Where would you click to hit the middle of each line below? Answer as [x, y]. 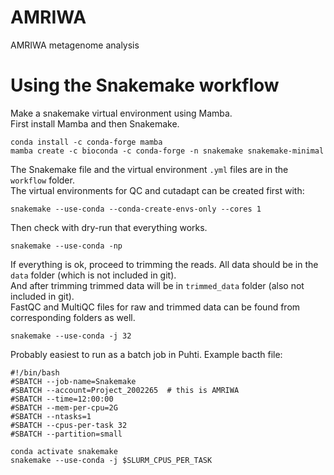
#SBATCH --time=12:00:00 [62, 399]
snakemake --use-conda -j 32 [71, 336]
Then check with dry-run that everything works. [109, 227]
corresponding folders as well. [73, 317]
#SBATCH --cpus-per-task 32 [69, 425]
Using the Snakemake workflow [145, 85]
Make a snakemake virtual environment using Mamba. [121, 113]
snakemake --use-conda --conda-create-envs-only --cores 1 [136, 209]
